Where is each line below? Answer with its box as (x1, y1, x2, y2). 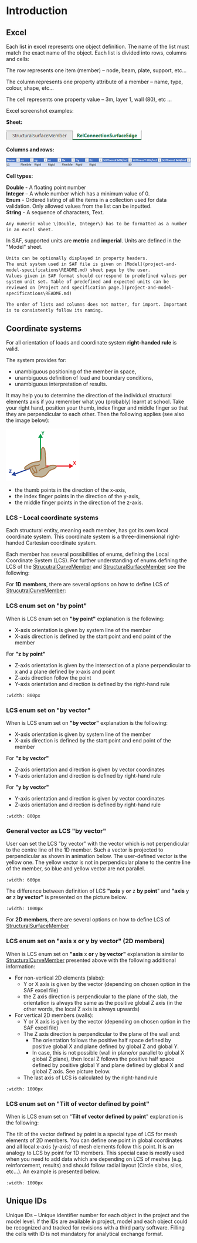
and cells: (6, 56, 30, 62)
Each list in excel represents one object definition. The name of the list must (6, 43, 189, 50)
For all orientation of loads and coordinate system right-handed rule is (6, 339, 177, 346)
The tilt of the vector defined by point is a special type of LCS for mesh (6, 1130, 178, 1137)
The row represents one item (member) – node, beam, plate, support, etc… (6, 67, 186, 74)
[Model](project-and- (124, 261, 177, 268)
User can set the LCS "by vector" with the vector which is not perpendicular (6, 840, 189, 847)
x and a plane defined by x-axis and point (14, 668, 116, 675)
